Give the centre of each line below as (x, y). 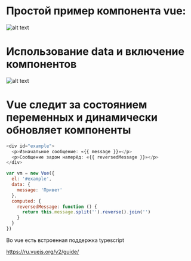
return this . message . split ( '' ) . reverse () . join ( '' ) (86, 212)
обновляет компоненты (69, 130)
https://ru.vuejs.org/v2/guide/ (43, 251)
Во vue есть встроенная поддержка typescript (65, 240)
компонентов (41, 64)
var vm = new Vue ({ (30, 173)
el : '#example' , (32, 179)
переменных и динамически (82, 118)
